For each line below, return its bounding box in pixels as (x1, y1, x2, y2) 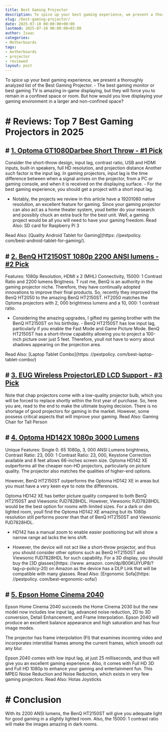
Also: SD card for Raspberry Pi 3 (12, 222, 79, 228)
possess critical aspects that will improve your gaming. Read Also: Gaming (5, 413, 158, 419)
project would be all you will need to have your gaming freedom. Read (12, 217, 156, 223)
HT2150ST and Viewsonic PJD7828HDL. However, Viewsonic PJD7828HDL (5, 498, 160, 504)
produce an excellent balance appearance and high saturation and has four (5, 620, 160, 626)
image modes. (5, 625, 35, 631)
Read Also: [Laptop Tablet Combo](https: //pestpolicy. (5, 351, 116, 357)
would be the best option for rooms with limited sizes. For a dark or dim (5, 503, 152, 509)
